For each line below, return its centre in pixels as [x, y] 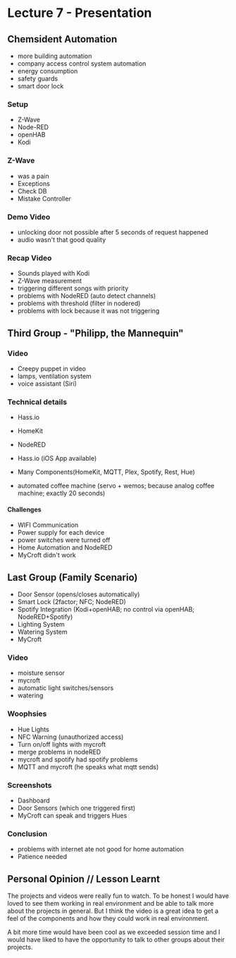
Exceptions [34, 183]
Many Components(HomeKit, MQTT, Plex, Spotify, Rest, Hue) [106, 472]
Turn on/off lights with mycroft [62, 744]
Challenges [24, 509]
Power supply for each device [61, 533]
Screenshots [30, 785]
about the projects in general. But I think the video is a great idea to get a [113, 911]
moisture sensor [41, 673]
